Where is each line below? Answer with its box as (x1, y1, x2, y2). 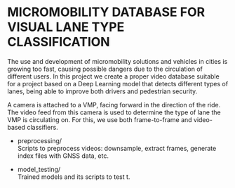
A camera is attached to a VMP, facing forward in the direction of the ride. (7, 100, 221, 109)
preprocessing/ (17, 136, 62, 145)
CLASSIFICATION (7, 34, 110, 50)
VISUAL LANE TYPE (7, 19, 125, 35)
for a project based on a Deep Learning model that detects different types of (7, 79, 229, 88)
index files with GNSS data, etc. (17, 152, 109, 160)
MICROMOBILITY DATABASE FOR (7, 4, 206, 20)
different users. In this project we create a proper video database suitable (7, 72, 220, 81)
